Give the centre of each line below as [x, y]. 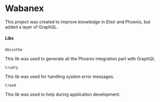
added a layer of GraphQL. [32, 27]
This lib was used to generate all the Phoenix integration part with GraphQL [80, 58]
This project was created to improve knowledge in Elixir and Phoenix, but [78, 22]
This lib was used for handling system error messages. [60, 76]
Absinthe [14, 50]
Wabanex [24, 8]
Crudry [12, 67]
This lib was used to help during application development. [63, 94]
